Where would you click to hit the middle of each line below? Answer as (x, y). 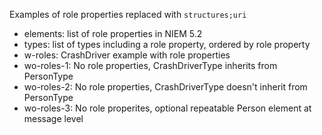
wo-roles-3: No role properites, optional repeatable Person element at (167, 108)
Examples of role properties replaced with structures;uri (128, 14)
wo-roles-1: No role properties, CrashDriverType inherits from (150, 65)
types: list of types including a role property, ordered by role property (167, 44)
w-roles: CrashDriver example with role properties (127, 55)
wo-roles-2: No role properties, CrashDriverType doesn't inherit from (165, 87)
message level (53, 118)
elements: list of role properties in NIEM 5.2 (113, 33)
